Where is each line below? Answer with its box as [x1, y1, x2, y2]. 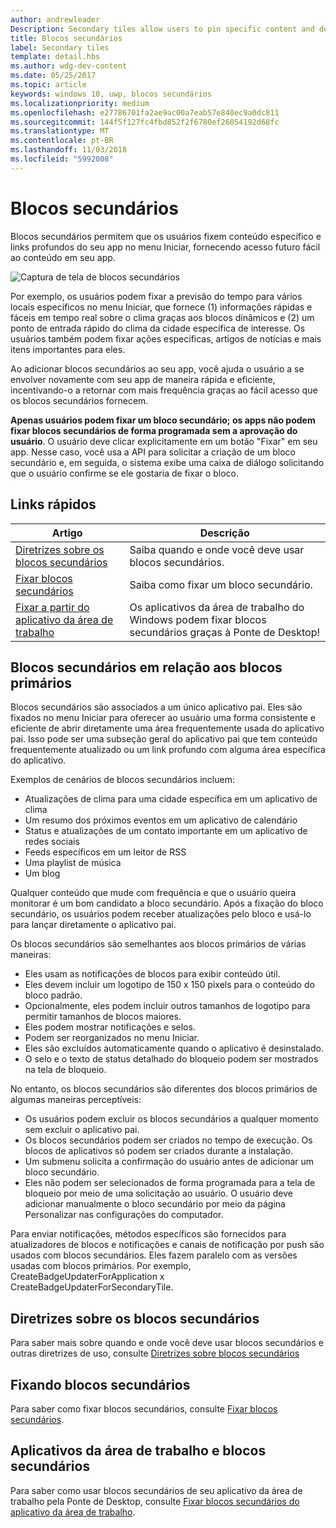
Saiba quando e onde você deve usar [129, 542, 305, 556]
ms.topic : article [10, 80, 87, 90]
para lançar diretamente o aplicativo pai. [10, 919, 177, 931]
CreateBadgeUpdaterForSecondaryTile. [10, 1281, 174, 1293]
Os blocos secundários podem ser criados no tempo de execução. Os [24, 1134, 313, 1146]
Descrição [199, 526, 250, 540]
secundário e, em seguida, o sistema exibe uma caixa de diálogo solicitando [10, 456, 325, 468]
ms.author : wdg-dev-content [10, 61, 128, 71]
